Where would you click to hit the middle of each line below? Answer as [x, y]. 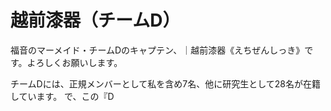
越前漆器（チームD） [95, 20]
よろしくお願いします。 [74, 62]
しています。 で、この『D [62, 96]
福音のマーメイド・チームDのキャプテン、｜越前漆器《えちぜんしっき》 [157, 50]
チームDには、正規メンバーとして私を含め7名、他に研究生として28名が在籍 [165, 83]
